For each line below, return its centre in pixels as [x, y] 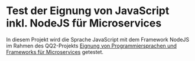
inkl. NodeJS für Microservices [84, 23]
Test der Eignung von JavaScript [88, 11]
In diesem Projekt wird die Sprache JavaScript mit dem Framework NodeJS [98, 39]
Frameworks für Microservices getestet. [55, 52]
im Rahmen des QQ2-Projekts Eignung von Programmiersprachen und [92, 46]
